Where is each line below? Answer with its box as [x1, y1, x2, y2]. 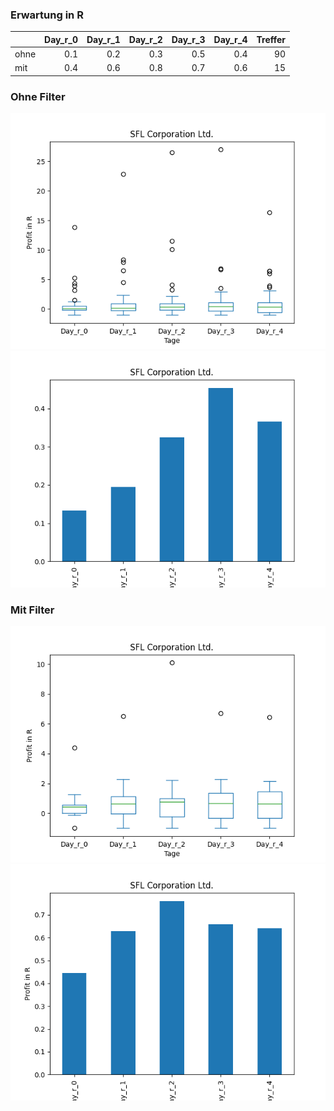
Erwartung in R [10, 8, 84, 22]
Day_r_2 [128, 33, 163, 45]
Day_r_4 [213, 33, 248, 45]
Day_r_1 [86, 33, 121, 45]
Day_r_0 [44, 33, 78, 45]
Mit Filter [10, 603, 55, 617]
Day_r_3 [171, 33, 206, 45]
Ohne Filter [10, 89, 66, 103]
